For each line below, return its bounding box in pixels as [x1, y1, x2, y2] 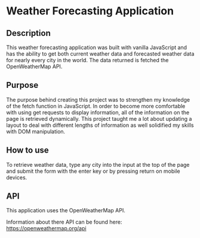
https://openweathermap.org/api [6, 225, 87, 232]
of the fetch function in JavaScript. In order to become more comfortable [6, 102, 186, 109]
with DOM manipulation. [6, 127, 66, 135]
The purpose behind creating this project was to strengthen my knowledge [6, 96, 190, 103]
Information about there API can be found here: [6, 218, 122, 225]
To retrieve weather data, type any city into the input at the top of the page [6, 161, 190, 168]
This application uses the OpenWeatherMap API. [6, 207, 125, 214]
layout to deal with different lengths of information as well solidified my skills [6, 121, 194, 129]
